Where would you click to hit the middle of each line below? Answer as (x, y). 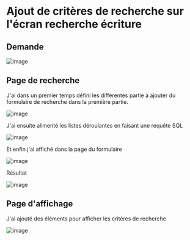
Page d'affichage (40, 204)
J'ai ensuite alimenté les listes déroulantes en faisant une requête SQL (95, 125)
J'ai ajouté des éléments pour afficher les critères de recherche (86, 219)
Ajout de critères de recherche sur (95, 11)
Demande (25, 47)
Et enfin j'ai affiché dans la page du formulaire (64, 149)
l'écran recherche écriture (74, 24)
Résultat (17, 173)
